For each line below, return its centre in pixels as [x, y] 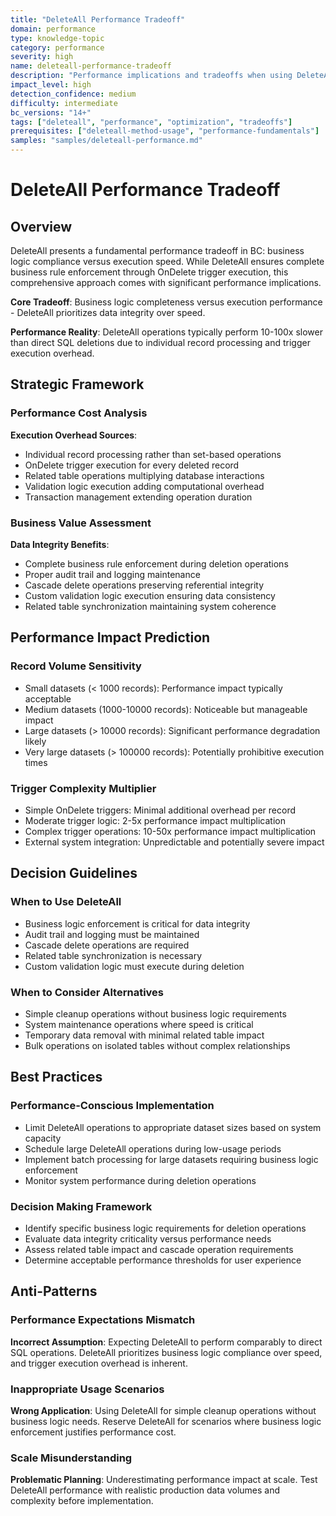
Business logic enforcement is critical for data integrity [137, 923]
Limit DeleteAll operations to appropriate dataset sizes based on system [173, 1127]
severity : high [42, 57]
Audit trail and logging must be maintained [112, 934]
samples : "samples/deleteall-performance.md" [106, 141]
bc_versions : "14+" [51, 112]
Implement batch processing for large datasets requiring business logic [171, 1159]
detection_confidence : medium [73, 94]
